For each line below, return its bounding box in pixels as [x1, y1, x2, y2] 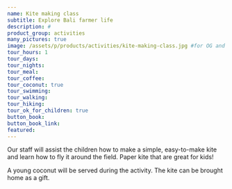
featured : [7, 126, 36, 133]
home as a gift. [7, 174, 50, 182]
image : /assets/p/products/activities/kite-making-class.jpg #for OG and [7, 42, 226, 49]
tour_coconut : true [7, 81, 64, 88]
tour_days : [7, 56, 39, 63]
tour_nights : [7, 62, 45, 69]
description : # [7, 23, 51, 30]
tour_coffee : [7, 74, 45, 82]
